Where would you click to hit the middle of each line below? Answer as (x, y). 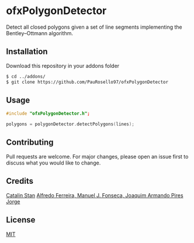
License (21, 220)
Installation (27, 52)
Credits (20, 181)
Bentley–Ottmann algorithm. (39, 33)
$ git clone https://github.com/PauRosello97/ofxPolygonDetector (87, 82)
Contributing (30, 143)
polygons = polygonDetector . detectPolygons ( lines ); (70, 124)
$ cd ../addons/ (26, 76)
